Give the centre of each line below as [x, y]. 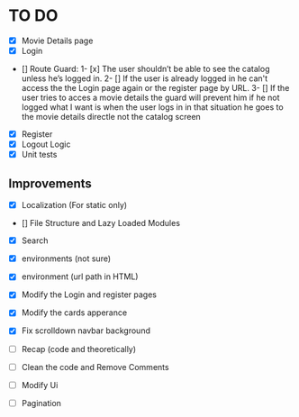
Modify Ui [40, 385]
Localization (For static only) [74, 205]
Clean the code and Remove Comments [95, 367]
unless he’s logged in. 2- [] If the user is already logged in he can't [145, 78]
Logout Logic [46, 144]
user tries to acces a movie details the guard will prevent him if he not [150, 98]
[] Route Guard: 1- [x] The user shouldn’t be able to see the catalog [145, 69]
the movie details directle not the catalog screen [111, 117]
